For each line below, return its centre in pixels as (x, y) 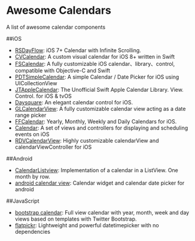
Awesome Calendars (59, 10)
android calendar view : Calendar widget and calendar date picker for (100, 183)
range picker (31, 115)
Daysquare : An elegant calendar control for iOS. (74, 102)
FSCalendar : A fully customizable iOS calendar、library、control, (95, 64)
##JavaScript (23, 201)
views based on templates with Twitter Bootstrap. (76, 219)
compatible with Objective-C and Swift (63, 70)
